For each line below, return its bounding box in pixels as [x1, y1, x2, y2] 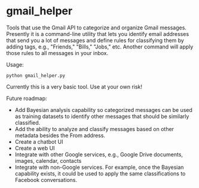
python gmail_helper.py [6, 72, 66, 78]
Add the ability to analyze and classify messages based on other [14, 125, 174, 132]
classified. [14, 119, 41, 126]
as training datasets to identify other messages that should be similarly [14, 113, 189, 120]
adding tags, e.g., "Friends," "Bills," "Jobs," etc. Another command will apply [6, 43, 194, 50]
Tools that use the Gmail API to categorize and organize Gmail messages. [6, 24, 187, 31]
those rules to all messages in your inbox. [6, 49, 109, 56]
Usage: [6, 61, 24, 68]
